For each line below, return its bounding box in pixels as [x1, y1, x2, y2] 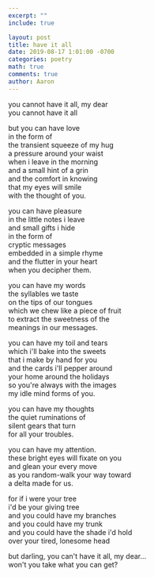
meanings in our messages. [8, 322, 98, 332]
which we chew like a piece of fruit [8, 306, 122, 315]
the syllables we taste [8, 289, 79, 298]
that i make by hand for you [8, 355, 97, 364]
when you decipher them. [8, 265, 92, 275]
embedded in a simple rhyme [8, 248, 103, 258]
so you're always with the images [8, 380, 117, 390]
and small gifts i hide [8, 223, 76, 233]
